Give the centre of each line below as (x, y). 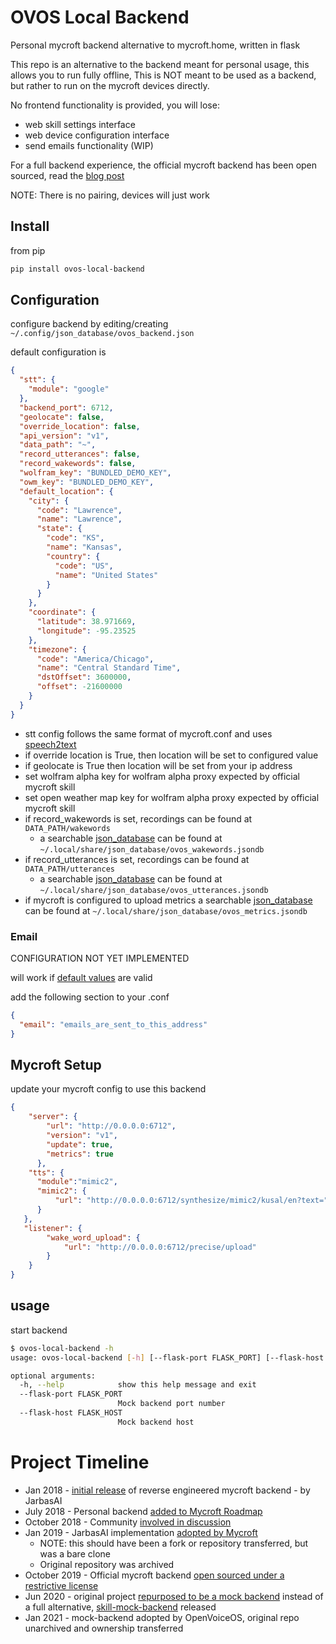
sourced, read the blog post (67, 175)
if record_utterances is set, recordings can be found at (137, 859)
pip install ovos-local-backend (77, 269)
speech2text (50, 744)
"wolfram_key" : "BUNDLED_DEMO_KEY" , (95, 473)
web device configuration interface (97, 135)
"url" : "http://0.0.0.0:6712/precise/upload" (160, 1247)
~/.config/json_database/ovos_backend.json (102, 334)
